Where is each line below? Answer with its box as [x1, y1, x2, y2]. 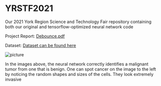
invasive [5, 76, 22, 82]
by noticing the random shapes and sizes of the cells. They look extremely [5, 71, 154, 77]
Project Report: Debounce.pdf [5, 33, 65, 39]
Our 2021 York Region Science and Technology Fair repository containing [5, 19, 152, 25]
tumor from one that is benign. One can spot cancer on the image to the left [5, 66, 156, 72]
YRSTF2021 [5, 3, 53, 14]
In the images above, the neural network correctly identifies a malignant [5, 61, 149, 67]
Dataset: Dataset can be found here [5, 42, 76, 48]
